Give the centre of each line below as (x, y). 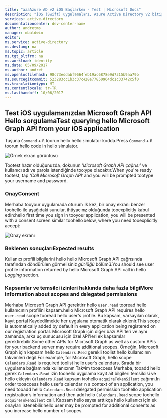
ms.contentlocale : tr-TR (31, 88)
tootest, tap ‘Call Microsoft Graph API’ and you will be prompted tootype (79, 176)
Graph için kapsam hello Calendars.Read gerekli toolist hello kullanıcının (78, 352)
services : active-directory (34, 19)
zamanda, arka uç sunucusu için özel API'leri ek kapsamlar (65, 336)
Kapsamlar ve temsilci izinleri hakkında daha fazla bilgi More (79, 288)
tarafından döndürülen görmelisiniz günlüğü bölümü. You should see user (80, 264)
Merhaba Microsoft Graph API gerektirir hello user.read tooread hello (76, 305)
